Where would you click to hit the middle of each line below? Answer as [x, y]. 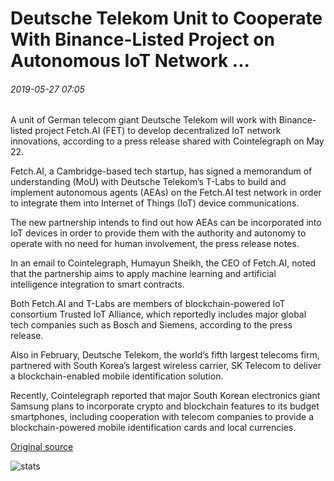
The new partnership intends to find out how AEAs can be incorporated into [166, 223]
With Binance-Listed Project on [142, 39]
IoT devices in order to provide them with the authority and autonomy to [158, 233]
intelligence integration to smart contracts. [97, 284]
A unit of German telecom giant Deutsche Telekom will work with [143, 120]
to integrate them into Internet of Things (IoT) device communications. [155, 203]
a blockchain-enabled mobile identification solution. [117, 376]
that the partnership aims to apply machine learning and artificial [143, 274]
